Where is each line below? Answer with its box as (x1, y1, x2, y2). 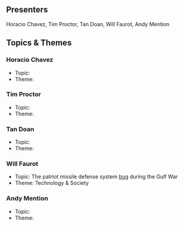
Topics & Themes (6, 38, 72, 48)
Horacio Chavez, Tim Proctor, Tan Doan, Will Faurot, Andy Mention (6, 20, 170, 27)
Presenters (6, 5, 48, 15)
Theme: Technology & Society (14, 180, 89, 187)
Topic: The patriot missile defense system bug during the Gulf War (14, 173, 178, 180)
